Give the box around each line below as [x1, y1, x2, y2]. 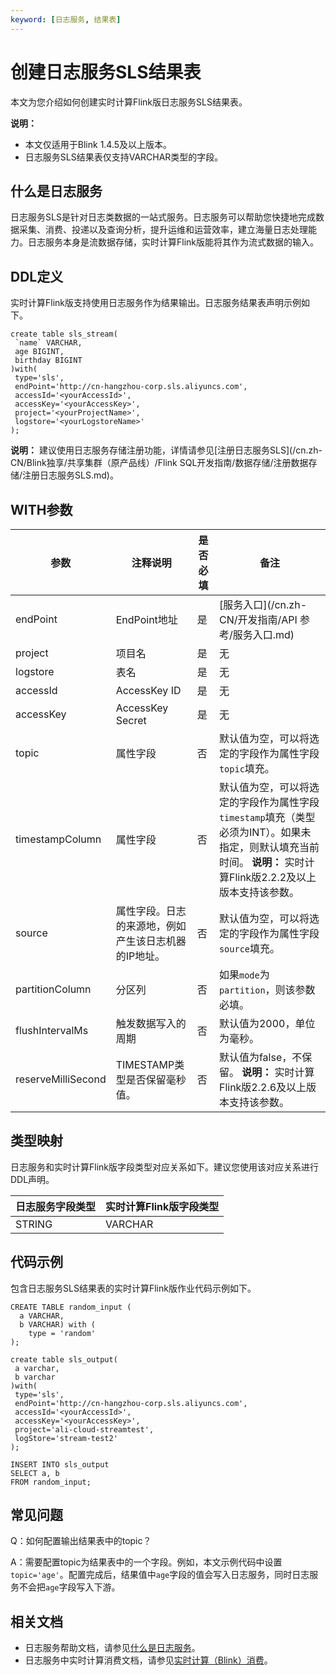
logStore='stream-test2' [14, 1433, 118, 1443]
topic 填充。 [218, 762, 275, 775]
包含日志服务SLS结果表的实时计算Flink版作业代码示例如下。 [10, 1282, 257, 1294]
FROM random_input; [10, 1477, 92, 1487]
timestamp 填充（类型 [218, 811, 316, 824]
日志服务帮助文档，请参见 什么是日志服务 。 [24, 1642, 201, 1654]
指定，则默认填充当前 [218, 841, 320, 854]
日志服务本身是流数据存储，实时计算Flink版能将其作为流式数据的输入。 [27, 236, 319, 248]
